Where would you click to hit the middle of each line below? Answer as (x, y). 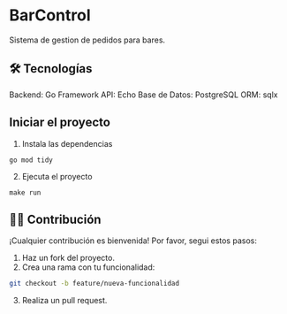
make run (25, 192)
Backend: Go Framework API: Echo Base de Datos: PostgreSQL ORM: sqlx (143, 95)
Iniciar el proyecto (60, 123)
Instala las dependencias (67, 143)
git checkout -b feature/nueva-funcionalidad (94, 284)
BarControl (50, 15)
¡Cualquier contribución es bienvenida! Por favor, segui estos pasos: (133, 241)
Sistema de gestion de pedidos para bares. (87, 40)
